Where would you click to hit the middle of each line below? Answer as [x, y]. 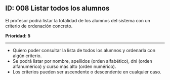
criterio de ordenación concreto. [39, 26]
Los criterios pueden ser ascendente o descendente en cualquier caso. [87, 72]
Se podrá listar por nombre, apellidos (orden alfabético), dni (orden [82, 61]
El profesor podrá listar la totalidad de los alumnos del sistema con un [78, 20]
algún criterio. [27, 56]
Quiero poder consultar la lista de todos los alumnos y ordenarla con [84, 50]
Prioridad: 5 [18, 35]
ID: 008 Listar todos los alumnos [57, 8]
